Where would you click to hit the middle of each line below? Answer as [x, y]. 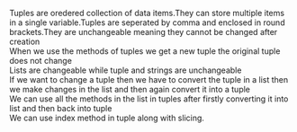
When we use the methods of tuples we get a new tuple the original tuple [145, 51]
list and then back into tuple [61, 108]
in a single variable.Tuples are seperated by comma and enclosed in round [147, 22]
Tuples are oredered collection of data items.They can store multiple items [147, 13]
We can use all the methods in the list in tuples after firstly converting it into [149, 99]
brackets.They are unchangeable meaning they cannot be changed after [144, 32]
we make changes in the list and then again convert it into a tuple [130, 89]
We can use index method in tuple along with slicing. [107, 118]
